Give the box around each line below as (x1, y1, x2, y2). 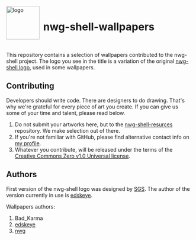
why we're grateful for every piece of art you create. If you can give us (6, 103, 179, 110)
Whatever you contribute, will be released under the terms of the (14, 146, 173, 153)
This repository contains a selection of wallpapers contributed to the (6, 51, 173, 58)
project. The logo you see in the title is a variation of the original (18, 57, 175, 65)
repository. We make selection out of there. (14, 127, 120, 134)
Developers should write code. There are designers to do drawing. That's (6, 97, 185, 104)
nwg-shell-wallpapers (43, 20, 155, 34)
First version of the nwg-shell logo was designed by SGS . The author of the (6, 185, 191, 192)
